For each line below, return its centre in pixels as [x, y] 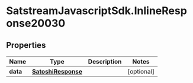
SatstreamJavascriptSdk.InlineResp [97, 11]
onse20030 [36, 23]
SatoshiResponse [57, 72]
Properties [26, 45]
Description [105, 62]
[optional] [141, 72]
